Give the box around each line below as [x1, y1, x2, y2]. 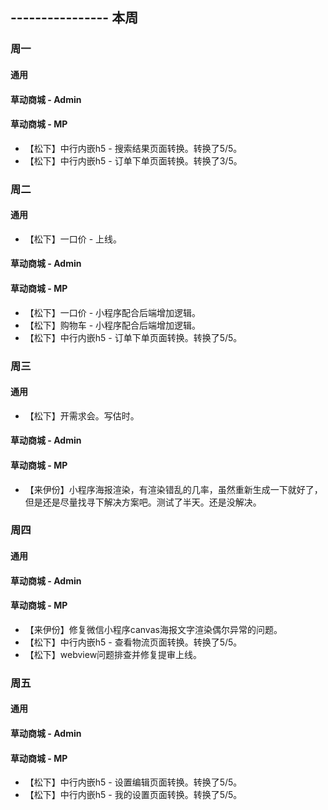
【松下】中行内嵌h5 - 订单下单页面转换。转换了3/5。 [24, 154, 243, 167]
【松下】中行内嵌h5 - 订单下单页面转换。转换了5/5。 [24, 331, 243, 343]
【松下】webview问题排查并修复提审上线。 [24, 648, 203, 660]
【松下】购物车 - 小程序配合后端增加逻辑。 [24, 319, 202, 331]
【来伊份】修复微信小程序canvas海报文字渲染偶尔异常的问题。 [24, 623, 283, 635]
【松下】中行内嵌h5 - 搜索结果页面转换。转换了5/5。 [24, 142, 243, 154]
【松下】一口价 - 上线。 [24, 233, 123, 245]
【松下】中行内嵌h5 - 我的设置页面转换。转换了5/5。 [24, 789, 243, 801]
